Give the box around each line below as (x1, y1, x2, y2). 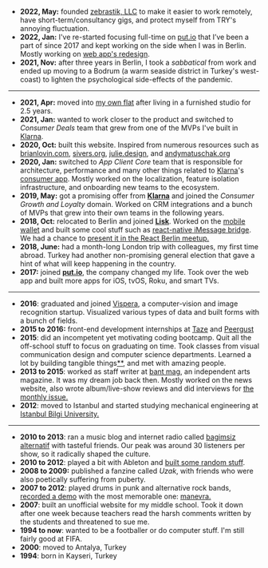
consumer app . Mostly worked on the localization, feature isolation (19, 174, 239, 183)
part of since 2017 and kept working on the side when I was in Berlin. (19, 41, 247, 50)
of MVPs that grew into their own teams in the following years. (19, 208, 225, 217)
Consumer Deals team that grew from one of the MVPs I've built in (19, 123, 238, 133)
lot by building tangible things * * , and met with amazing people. (19, 359, 227, 367)
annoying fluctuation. (19, 24, 90, 33)
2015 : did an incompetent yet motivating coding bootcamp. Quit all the (19, 333, 252, 342)
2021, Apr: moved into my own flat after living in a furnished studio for (19, 97, 251, 107)
